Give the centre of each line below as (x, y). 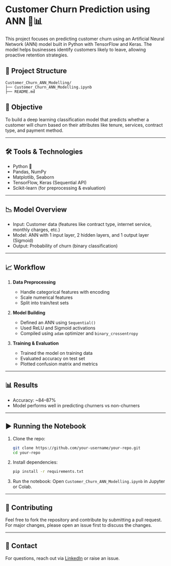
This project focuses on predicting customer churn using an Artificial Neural (85, 39)
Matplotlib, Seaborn (33, 177)
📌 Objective (24, 107)
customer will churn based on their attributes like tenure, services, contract (84, 125)
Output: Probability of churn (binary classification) (65, 246)
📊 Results (22, 385)
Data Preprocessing (34, 282)
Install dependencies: (35, 462)
